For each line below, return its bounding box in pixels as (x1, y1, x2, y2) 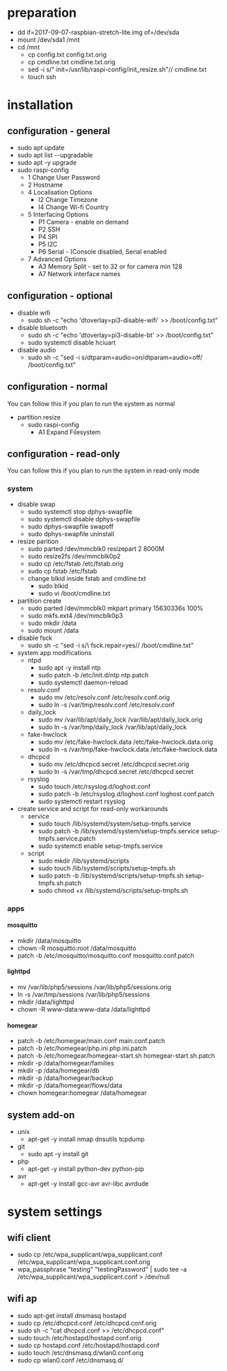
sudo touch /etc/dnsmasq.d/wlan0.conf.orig (17, 1348, 144, 1357)
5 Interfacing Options (27, 210, 89, 218)
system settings (7, 1204, 103, 1220)
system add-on (7, 1109, 75, 1121)
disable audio (17, 345, 56, 354)
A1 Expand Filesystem (38, 428, 101, 436)
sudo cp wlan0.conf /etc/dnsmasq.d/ (17, 1356, 124, 1364)
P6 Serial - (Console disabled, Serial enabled (38, 247, 167, 256)
